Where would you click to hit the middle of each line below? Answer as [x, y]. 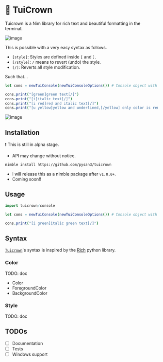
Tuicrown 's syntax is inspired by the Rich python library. [60, 250]
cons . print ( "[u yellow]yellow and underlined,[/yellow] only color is [78, 108]
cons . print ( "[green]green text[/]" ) [42, 94]
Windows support [30, 354]
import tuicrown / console [30, 206]
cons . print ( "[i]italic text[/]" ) [39, 99]
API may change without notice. [44, 156]
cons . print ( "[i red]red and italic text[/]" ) [52, 103]
